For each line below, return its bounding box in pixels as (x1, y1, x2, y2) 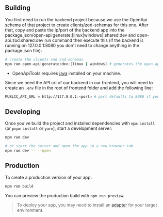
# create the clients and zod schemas (5, 57, 83, 62)
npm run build (5, 184, 34, 188)
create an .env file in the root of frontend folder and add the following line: (5, 85, 153, 91)
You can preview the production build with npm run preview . (5, 192, 125, 198)
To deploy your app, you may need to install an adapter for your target (16, 202, 157, 208)
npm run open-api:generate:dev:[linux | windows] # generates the (5, 62, 142, 66)
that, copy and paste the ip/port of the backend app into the (5, 27, 125, 33)
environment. (16, 207, 44, 213)
